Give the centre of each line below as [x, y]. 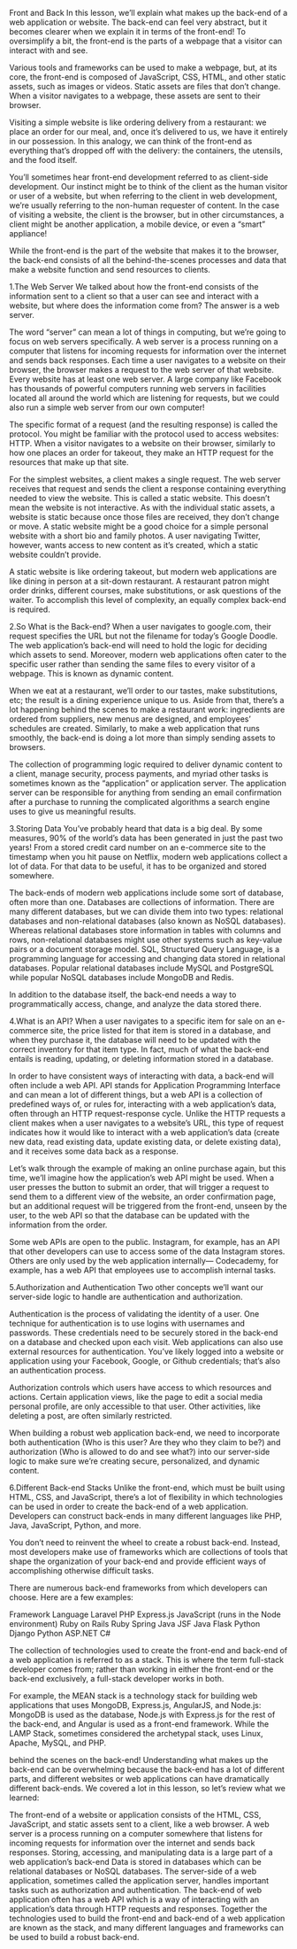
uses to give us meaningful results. [73, 811]
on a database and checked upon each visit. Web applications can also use [146, 1342]
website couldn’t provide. [55, 554]
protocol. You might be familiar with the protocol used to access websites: [144, 434]
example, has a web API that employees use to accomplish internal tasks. [143, 1270]
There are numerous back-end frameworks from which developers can [138, 1588]
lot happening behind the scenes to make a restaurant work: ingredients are [147, 709]
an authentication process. [58, 1370]
